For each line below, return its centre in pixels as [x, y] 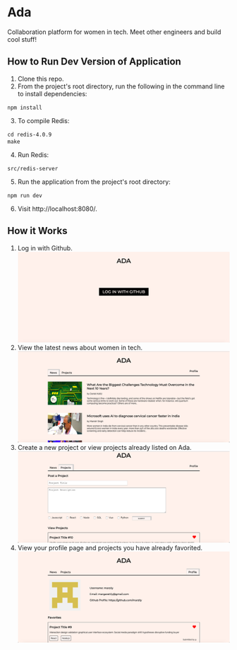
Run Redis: [33, 155]
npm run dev [25, 195]
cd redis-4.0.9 [30, 134]
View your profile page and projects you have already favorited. [110, 548]
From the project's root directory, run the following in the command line [121, 86]
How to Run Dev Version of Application [94, 62]
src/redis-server [33, 168]
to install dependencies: [52, 93]
